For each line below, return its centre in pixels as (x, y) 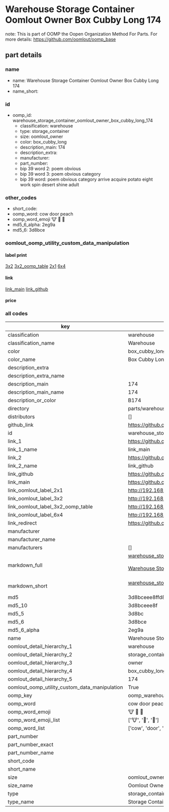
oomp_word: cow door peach (43, 214)
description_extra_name (36, 376)
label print (16, 255)
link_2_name (23, 466)
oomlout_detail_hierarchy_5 (40, 679)
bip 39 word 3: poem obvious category (60, 174)
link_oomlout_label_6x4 (35, 515)
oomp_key (20, 696)
